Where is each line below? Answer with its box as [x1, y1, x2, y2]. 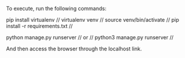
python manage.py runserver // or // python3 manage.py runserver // [6, 34, 174, 40]
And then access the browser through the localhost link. [6, 45, 143, 52]
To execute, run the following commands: [6, 5, 107, 12]
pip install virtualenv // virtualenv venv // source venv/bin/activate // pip [6, 16, 180, 23]
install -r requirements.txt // [6, 23, 73, 29]
